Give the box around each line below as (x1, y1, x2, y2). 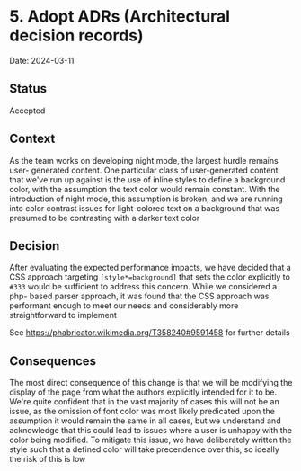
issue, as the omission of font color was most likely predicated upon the (9, 406, 276, 417)
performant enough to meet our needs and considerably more (9, 300, 239, 311)
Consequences (9, 353, 97, 369)
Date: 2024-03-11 (9, 55, 75, 66)
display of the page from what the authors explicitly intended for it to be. (9, 387, 278, 397)
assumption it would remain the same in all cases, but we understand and (9, 415, 281, 426)
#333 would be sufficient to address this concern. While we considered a (9, 281, 278, 292)
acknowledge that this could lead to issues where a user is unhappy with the (9, 425, 293, 436)
